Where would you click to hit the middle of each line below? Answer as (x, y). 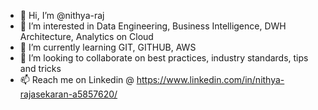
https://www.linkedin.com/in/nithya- (210, 79)
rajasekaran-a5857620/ (68, 94)
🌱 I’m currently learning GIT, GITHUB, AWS (108, 47)
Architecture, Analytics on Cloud (86, 36)
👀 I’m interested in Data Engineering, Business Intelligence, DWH (153, 26)
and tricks (40, 68)
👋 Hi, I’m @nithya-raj (62, 15)
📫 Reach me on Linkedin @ (77, 79)
